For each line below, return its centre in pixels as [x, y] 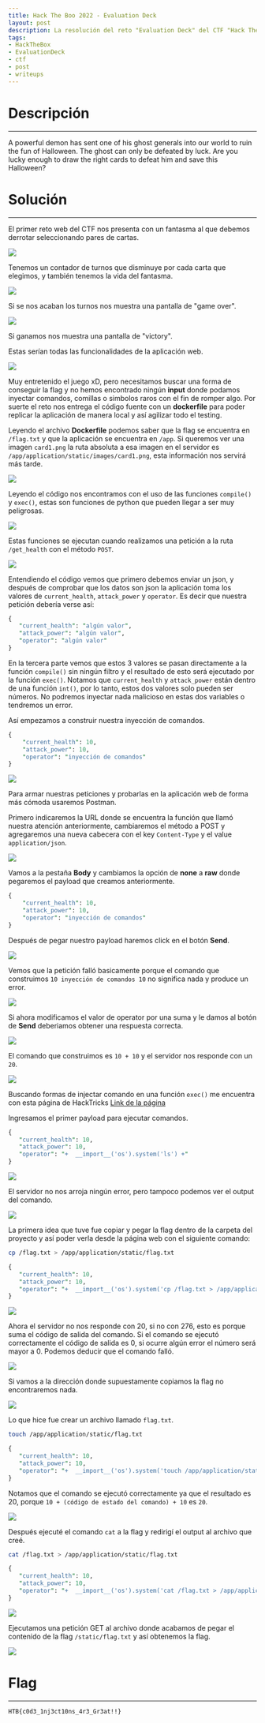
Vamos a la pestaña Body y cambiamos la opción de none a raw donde [124, 873]
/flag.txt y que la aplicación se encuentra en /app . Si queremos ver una [126, 438]
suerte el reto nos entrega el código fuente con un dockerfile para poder [127, 406]
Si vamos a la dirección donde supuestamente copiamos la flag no [116, 1381]
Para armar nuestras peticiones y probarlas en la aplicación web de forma [128, 794]
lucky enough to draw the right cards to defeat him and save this [113, 159]
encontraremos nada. [43, 1390]
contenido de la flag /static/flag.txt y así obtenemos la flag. [109, 1636]
